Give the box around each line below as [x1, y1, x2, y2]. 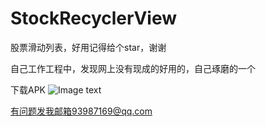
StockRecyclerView [10, 7, 177, 30]
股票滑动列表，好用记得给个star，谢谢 [10, 41, 167, 53]
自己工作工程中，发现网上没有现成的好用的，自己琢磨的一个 [10, 62, 256, 74]
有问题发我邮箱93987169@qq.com [10, 105, 153, 117]
